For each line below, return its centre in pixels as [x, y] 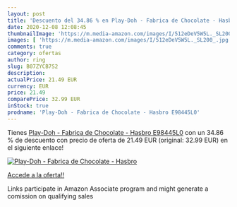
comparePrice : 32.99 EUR [44, 100]
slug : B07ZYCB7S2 [33, 66]
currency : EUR [28, 86]
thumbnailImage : [31, 34]
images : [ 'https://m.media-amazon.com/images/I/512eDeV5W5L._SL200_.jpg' [120, 40]
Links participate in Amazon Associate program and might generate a [108, 189]
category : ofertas [34, 54]
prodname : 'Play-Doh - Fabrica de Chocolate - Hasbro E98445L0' [104, 112]
